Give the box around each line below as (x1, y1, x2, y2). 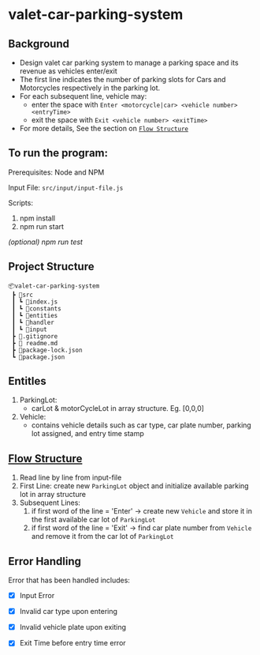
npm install (19, 213, 56, 223)
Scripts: (8, 198, 34, 207)
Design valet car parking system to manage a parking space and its (19, 58, 239, 67)
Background (8, 37, 69, 51)
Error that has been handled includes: (8, 575, 130, 585)
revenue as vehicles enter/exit (19, 66, 117, 76)
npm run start (19, 221, 65, 231)
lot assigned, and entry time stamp (31, 429, 144, 439)
